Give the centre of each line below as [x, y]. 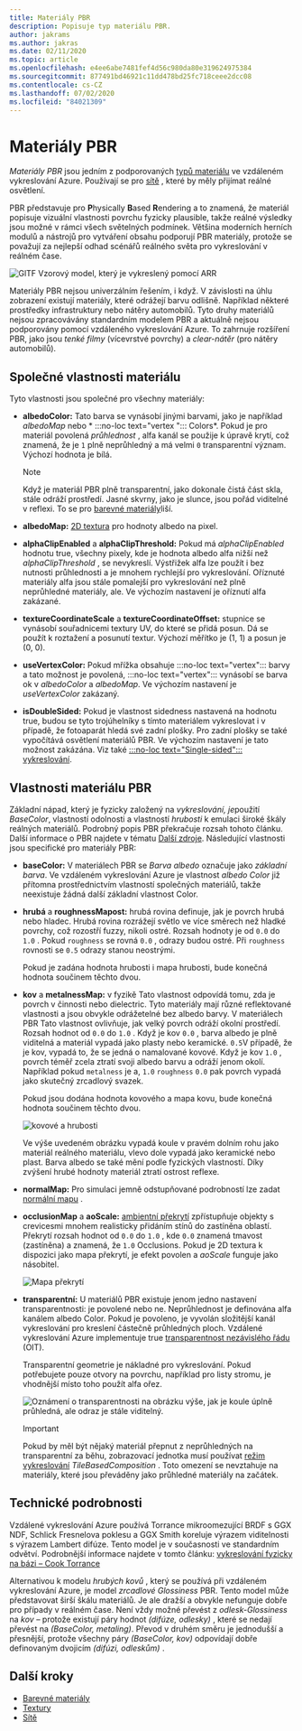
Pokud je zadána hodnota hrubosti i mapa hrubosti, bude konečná [145, 967]
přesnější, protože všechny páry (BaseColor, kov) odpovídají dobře [133, 1638]
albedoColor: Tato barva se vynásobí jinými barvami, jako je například [152, 416]
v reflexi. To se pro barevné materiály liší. [98, 509]
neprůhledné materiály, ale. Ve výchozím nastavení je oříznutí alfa [144, 591]
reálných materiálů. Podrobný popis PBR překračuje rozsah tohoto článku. [146, 828]
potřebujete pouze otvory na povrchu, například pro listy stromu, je [147, 1374]
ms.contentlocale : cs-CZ [56, 85]
